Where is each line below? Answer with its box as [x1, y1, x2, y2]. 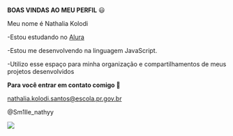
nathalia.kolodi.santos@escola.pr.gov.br [7, 94, 122, 103]
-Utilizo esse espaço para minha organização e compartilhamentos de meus [7, 60, 227, 68]
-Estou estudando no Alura [7, 33, 85, 41]
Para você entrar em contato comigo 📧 [7, 81, 121, 89]
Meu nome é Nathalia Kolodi [7, 20, 89, 27]
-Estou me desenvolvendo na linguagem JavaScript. [7, 47, 158, 54]
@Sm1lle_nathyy [7, 108, 54, 116]
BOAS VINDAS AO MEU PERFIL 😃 [7, 6, 105, 14]
